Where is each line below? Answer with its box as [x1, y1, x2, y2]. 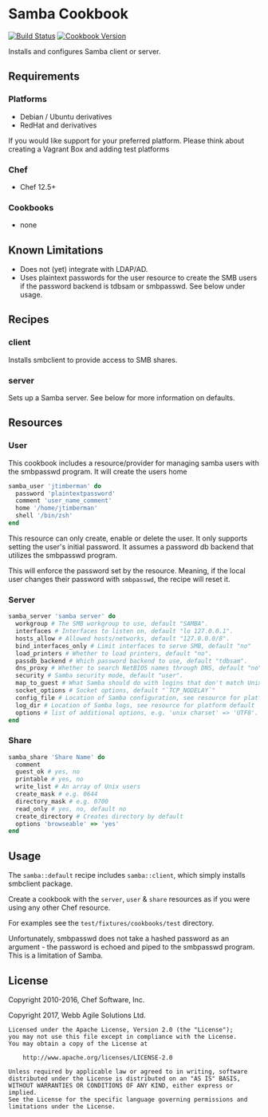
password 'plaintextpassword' [15, 490, 116, 498]
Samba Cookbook [8, 5, 129, 23]
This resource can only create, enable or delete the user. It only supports [8, 533, 248, 543]
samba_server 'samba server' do [8, 612, 116, 620]
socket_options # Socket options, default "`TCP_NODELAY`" [15, 686, 216, 694]
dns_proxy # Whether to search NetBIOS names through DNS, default [15, 664, 245, 672]
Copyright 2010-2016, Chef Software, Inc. [8, 994, 145, 1005]
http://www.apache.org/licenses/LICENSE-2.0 [22, 1053, 173, 1061]
